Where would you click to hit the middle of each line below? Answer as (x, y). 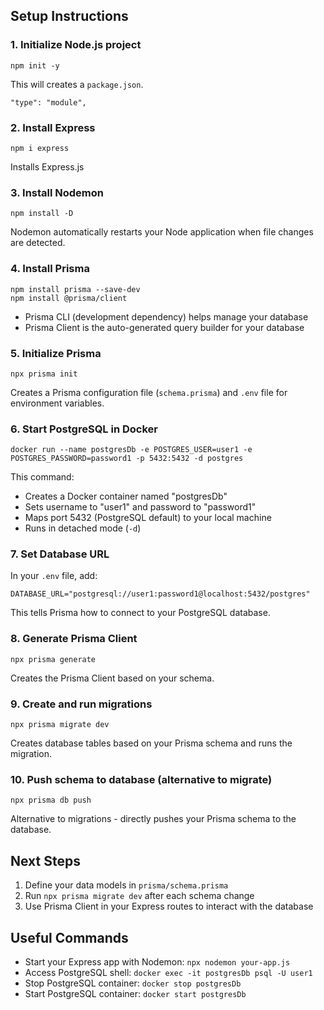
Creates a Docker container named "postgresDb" (126, 496)
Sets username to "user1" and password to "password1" (140, 507)
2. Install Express (53, 127)
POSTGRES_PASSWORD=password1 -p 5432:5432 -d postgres (127, 459)
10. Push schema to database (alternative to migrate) (141, 779)
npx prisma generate (53, 659)
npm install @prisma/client (69, 298)
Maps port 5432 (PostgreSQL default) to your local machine (148, 518)
